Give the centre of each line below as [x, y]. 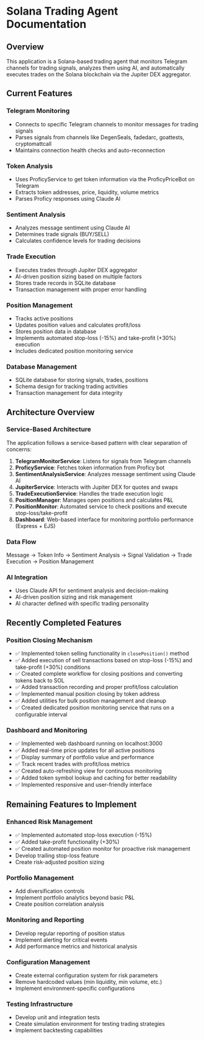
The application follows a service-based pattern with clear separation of [97, 442]
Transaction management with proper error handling [81, 289]
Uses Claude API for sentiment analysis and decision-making [92, 591]
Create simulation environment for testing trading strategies [90, 1024]
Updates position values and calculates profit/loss [78, 325]
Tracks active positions [44, 318]
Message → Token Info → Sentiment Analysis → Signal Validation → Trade [99, 555]
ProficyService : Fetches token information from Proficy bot [90, 468]
